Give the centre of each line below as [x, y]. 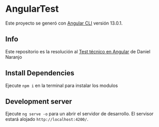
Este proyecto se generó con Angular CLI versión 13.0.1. [64, 23]
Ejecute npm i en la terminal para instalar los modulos [62, 86]
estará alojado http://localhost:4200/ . [47, 119]
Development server [39, 101]
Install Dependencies [40, 73]
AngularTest [32, 9]
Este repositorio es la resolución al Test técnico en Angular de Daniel [78, 51]
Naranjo [14, 57]
